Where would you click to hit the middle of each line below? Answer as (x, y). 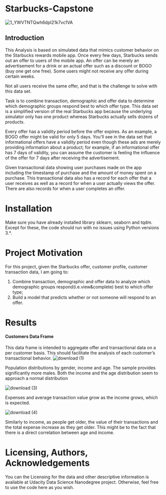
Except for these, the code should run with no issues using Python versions (82, 227)
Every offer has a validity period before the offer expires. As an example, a (81, 131)
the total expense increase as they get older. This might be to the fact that (81, 428)
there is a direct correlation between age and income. (60, 433)
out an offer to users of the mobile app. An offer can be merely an (72, 61)
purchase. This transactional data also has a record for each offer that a (78, 178)
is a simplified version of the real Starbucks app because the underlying (79, 111)
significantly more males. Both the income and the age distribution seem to (82, 373)
